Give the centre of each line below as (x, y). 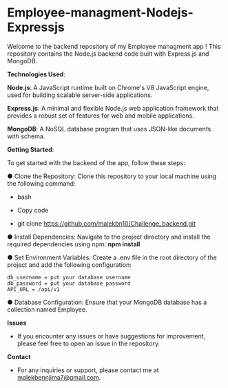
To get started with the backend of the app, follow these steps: (96, 162)
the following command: (41, 183)
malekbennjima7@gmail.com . (59, 377)
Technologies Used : (36, 74)
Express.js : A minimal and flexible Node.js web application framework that (113, 108)
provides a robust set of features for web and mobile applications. (101, 116)
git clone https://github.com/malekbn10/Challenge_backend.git (106, 223)
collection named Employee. (47, 309)
